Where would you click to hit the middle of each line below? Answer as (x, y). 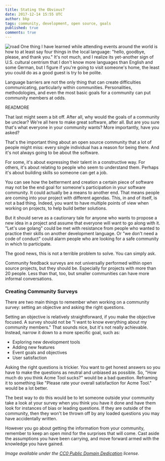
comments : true (21, 32)
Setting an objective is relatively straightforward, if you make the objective (80, 317)
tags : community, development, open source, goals (58, 23)
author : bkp (17, 19)
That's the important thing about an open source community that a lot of (78, 142)
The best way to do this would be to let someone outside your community (80, 398)
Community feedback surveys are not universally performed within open (79, 263)
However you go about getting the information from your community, (75, 428)
